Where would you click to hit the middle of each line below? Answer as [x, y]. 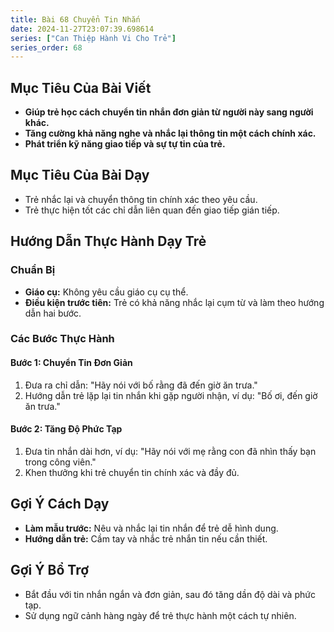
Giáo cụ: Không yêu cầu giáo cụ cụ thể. [106, 292]
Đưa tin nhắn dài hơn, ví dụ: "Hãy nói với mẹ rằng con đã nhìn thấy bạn [170, 451]
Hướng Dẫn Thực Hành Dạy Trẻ [108, 241]
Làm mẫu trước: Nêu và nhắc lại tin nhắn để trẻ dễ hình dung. [151, 528]
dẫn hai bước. [53, 313]
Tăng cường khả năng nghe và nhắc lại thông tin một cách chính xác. [170, 133]
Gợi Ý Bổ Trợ [50, 570]
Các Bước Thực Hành [62, 339]
